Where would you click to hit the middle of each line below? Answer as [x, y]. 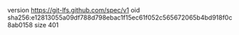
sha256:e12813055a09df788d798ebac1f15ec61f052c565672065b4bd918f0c [120, 17]
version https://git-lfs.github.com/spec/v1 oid [74, 10]
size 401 [47, 25]
